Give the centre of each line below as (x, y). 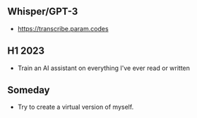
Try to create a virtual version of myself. (76, 107)
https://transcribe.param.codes (63, 28)
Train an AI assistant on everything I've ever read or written (104, 68)
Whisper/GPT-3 (43, 12)
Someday (29, 90)
